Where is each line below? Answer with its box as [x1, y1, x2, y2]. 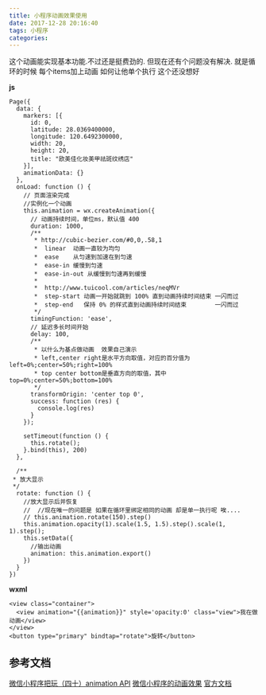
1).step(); [9, 527, 45, 536]
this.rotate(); [29, 439, 81, 447]
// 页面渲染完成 [23, 192, 70, 200]
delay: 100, [29, 330, 70, 338]
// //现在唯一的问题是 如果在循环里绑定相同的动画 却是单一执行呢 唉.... [23, 506, 241, 514]
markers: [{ [23, 112, 63, 120]
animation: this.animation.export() [29, 550, 152, 558]
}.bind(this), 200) [23, 447, 88, 455]
